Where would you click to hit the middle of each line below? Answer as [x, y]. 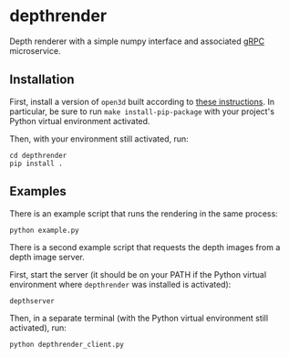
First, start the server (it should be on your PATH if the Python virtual [138, 274]
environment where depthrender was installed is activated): [120, 284]
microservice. [35, 50]
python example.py [44, 230]
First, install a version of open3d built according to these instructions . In [142, 101]
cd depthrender [38, 155]
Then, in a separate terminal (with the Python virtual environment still [139, 318]
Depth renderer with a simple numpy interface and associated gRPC [137, 41]
